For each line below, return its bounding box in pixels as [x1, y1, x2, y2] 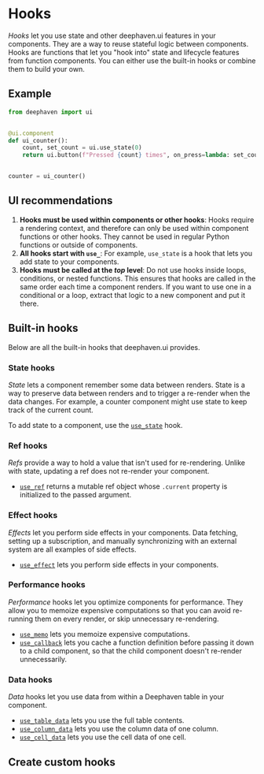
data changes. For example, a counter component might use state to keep [8, 396, 247, 406]
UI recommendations [8, 194, 113, 207]
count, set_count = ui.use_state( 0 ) [22, 143, 143, 152]
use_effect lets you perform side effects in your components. [19, 560, 219, 569]
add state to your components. [19, 257, 119, 266]
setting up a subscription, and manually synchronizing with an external [8, 536, 237, 545]
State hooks [8, 362, 55, 373]
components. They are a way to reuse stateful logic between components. [8, 39, 249, 48]
